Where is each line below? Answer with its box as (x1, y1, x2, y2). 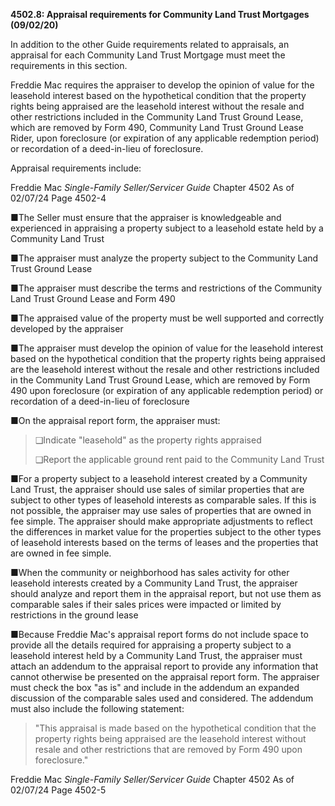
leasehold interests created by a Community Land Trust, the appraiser (10, 577, 298, 589)
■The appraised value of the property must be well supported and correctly (10, 312, 325, 324)
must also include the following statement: (10, 703, 185, 714)
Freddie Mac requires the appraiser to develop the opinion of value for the (10, 79, 315, 91)
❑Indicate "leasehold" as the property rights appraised (34, 434, 262, 446)
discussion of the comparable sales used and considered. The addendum (10, 692, 314, 704)
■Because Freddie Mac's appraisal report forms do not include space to (10, 629, 309, 640)
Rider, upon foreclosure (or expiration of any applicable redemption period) (10, 132, 320, 144)
